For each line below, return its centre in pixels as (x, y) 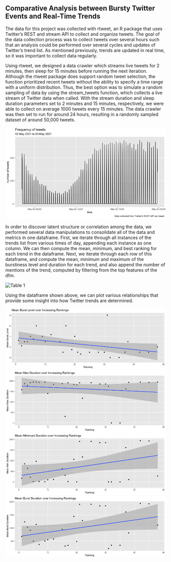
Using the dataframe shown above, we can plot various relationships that (82, 296)
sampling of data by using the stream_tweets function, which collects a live (84, 92)
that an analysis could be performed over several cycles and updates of (81, 45)
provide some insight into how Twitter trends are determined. (69, 301)
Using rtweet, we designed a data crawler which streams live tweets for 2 (82, 65)
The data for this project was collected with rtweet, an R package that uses (84, 29)
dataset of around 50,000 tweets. (40, 120)
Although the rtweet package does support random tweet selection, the (80, 76)
